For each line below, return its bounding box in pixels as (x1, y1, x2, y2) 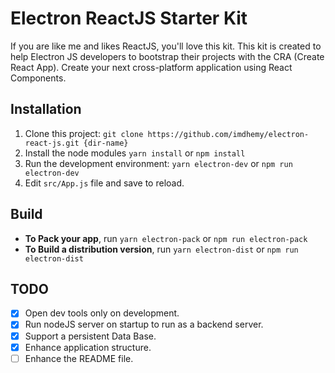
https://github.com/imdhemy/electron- (147, 129, 310, 139)
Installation (10, 101, 82, 118)
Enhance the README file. (24, 352, 134, 364)
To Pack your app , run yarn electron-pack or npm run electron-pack (24, 232, 308, 244)
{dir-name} (83, 138, 129, 148)
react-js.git (24, 138, 80, 148)
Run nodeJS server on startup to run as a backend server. (24, 318, 264, 331)
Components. (10, 72, 67, 84)
